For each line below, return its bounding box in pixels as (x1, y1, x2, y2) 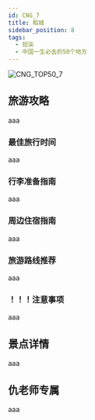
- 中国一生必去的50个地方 (15, 48, 87, 56)
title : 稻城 (8, 19, 44, 27)
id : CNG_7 (8, 11, 40, 20)
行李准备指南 (8, 176, 57, 187)
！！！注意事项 (8, 294, 65, 305)
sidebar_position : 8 (8, 26, 76, 34)
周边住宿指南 (8, 215, 57, 226)
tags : (8, 33, 26, 42)
